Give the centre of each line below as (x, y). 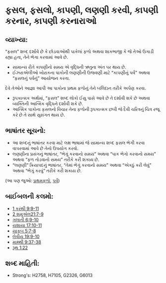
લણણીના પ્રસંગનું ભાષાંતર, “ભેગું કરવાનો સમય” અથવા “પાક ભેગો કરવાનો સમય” (84, 154)
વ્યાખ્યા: (17, 39)
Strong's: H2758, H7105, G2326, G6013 (52, 276)
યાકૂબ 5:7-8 (24, 231)
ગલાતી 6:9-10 (25, 219)
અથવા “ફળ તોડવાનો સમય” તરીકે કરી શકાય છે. (56, 159)
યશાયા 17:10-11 (27, 225)
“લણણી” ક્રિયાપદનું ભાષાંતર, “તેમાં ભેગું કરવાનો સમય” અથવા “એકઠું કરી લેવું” (82, 165)
